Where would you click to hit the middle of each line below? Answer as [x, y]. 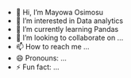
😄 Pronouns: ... [41, 58]
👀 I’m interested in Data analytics [69, 21]
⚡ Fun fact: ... [37, 67]
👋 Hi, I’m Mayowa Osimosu [60, 12]
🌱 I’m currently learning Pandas [67, 29]
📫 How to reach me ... [52, 47]
